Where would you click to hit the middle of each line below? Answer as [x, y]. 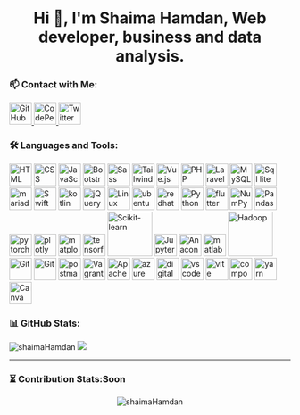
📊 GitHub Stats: [45, 323]
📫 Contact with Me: [54, 85]
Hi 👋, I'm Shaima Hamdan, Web [150, 18]
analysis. [150, 56]
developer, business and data [150, 37]
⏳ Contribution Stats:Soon [67, 379]
